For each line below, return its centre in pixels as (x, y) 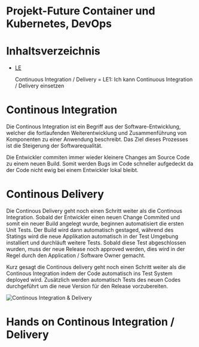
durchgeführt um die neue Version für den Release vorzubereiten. (87, 286)
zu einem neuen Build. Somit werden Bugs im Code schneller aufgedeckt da (100, 164)
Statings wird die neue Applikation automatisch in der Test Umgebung (92, 236)
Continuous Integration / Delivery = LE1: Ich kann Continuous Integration (104, 80)
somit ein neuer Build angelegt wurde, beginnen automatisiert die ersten (95, 224)
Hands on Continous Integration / (91, 322)
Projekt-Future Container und (81, 11)
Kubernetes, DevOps (59, 24)
